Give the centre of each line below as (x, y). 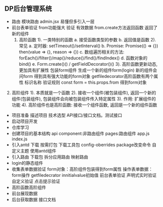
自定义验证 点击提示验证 (36, 181)
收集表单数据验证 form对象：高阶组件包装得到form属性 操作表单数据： (82, 169)
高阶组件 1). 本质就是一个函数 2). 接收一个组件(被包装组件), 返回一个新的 (84, 93)
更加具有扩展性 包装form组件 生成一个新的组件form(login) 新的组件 (86, 70)
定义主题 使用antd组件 (34, 151)
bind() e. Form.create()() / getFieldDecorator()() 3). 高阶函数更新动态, (88, 64)
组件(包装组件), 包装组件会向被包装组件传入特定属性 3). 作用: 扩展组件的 (84, 98)
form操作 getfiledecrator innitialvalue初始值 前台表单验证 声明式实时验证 (84, 175)
